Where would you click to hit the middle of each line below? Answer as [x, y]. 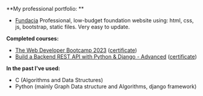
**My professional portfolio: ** [45, 9]
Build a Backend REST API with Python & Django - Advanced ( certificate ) [106, 56]
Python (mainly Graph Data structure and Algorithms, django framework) [106, 86]
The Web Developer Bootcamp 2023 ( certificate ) [76, 50]
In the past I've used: [33, 68]
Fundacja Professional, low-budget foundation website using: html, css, [104, 20]
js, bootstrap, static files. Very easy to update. [72, 27]
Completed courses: [33, 38]
